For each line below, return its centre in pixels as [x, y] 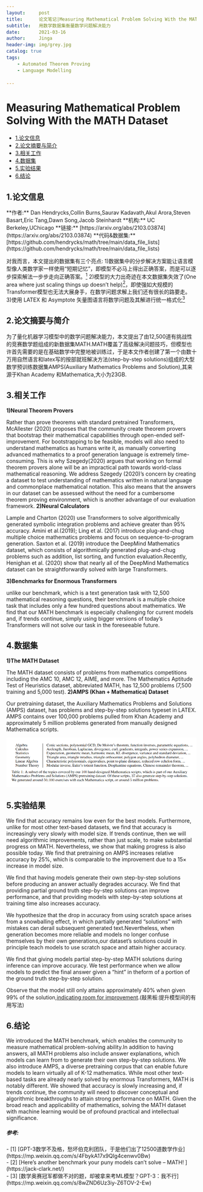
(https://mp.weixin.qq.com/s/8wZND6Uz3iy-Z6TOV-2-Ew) [79, 1183]
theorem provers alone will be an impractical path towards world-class [94, 467]
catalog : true [24, 52]
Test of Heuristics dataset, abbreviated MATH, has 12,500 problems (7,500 [99, 685]
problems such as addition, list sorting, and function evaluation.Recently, [97, 556]
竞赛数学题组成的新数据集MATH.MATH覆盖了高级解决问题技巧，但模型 [99, 344]
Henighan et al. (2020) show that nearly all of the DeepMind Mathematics [98, 563]
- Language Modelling [44, 70]
